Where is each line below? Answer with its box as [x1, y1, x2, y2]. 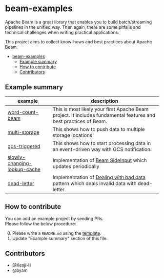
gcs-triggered [7, 143, 41, 149]
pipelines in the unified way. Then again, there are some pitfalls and [5, 24, 141, 30]
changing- [7, 160, 33, 167]
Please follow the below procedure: [5, 221, 77, 226]
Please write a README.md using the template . [12, 230, 102, 236]
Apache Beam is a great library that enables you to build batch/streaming [5, 19, 152, 25]
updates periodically [52, 163, 100, 169]
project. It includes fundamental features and [52, 111, 156, 118]
